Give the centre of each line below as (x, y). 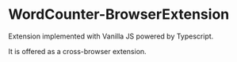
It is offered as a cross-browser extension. (77, 51)
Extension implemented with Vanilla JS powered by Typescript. (111, 36)
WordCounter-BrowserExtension (119, 15)
